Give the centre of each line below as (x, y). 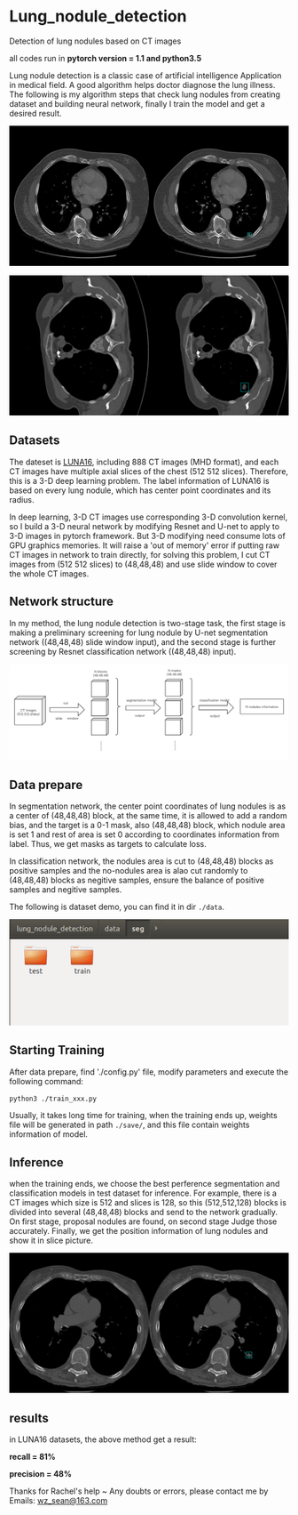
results (29, 1418)
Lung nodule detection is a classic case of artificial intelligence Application (145, 75)
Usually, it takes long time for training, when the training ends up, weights (143, 1116)
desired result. (35, 113)
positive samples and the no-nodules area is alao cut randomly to (129, 871)
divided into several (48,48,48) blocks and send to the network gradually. (143, 1213)
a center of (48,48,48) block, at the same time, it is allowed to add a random (149, 816)
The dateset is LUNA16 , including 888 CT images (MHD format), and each (144, 462)
